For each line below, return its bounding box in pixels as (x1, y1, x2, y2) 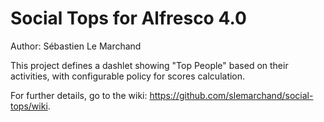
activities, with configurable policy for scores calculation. (10, 70, 246, 82)
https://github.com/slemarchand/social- (149, 89, 314, 101)
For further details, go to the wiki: (10, 89, 148, 101)
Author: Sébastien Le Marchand (10, 40, 142, 52)
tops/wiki (10, 100, 48, 112)
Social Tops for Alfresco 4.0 (10, 7, 247, 30)
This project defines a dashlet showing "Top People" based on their (10, 59, 289, 71)
